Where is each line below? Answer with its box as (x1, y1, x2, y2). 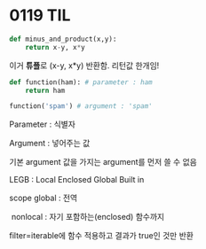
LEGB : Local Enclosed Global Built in (9, 175, 145, 185)
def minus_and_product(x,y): (9, 35, 117, 43)
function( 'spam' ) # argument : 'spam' (9, 102, 153, 111)
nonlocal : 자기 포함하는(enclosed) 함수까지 (11, 212, 165, 222)
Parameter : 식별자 (9, 119, 75, 129)
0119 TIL (9, 5, 71, 26)
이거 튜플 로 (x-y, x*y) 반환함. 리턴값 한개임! (9, 59, 160, 71)
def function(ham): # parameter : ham (9, 77, 153, 87)
